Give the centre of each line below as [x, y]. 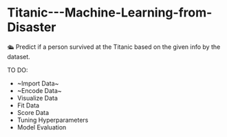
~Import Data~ [38, 83]
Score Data [33, 112]
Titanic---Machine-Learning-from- [110, 13]
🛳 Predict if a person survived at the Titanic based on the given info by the [114, 47]
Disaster [32, 27]
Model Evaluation [42, 127]
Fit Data [28, 105]
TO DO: [18, 70]
